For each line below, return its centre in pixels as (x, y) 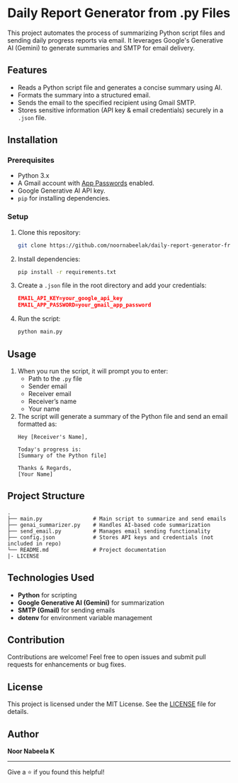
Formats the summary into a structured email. (84, 95)
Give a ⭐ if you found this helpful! (56, 772)
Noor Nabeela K (31, 751)
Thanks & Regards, (45, 468)
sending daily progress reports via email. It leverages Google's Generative (115, 40)
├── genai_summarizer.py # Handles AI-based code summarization (109, 525)
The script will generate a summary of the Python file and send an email (123, 416)
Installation (33, 140)
